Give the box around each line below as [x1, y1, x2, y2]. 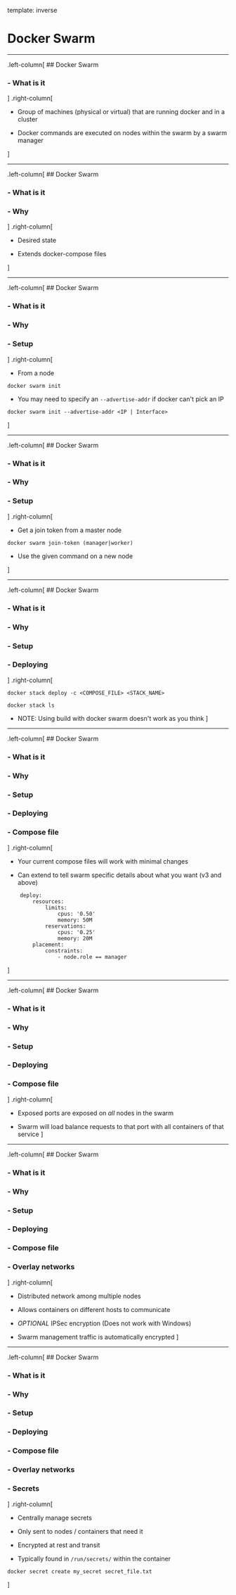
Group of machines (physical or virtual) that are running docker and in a [17, 108, 225, 116]
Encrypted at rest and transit [17, 1541, 100, 1549]
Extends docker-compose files [17, 250, 107, 258]
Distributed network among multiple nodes [17, 1292, 142, 1300]
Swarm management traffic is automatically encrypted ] [17, 1332, 179, 1341]
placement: [32, 941, 65, 948]
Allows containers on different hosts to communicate [17, 1305, 171, 1313]
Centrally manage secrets [17, 1513, 93, 1522]
